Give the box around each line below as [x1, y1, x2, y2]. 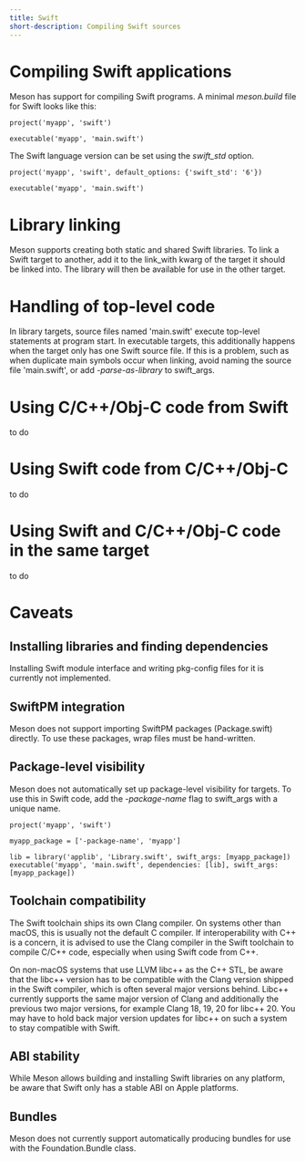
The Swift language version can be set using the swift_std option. [9, 150, 255, 161]
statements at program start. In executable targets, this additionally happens [9, 336, 296, 347]
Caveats [9, 603, 74, 623]
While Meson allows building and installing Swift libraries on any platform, [9, 1073, 286, 1083]
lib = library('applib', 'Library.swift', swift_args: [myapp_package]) [9, 852, 291, 862]
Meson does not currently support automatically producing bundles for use [9, 1133, 291, 1145]
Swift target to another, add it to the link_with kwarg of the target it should [9, 254, 285, 265]
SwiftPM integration [9, 699, 126, 714]
